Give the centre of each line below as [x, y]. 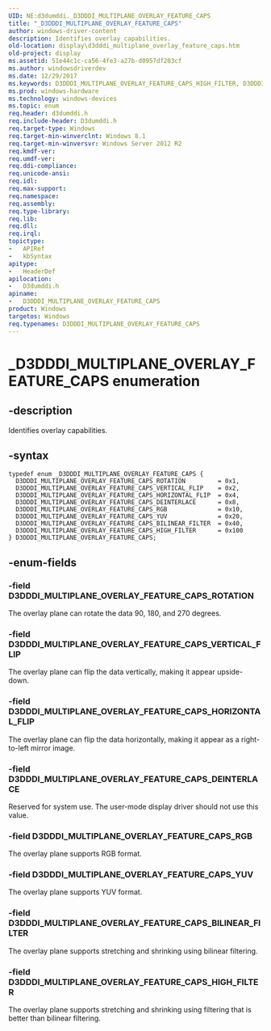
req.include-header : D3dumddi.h [63, 121]
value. [19, 815]
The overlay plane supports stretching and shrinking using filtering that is [130, 1010]
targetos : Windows [39, 316]
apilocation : [30, 279]
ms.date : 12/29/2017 [43, 76]
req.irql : [25, 234]
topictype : [27, 242]
